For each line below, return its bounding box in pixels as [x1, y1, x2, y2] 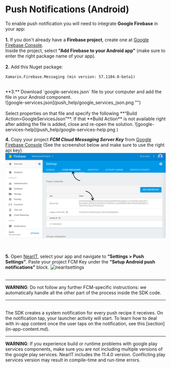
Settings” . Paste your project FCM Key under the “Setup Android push [5, 258, 155, 265]
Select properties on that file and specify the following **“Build [5, 110, 137, 116]
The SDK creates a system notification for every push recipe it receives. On [5, 309, 163, 316]
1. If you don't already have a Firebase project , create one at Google [5, 37, 149, 43]
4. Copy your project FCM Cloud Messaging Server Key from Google [5, 136, 152, 142]
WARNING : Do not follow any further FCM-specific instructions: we [5, 284, 147, 290]
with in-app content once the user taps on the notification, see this [5, 320, 145, 327]
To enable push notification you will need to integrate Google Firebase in [5, 20, 158, 27]
